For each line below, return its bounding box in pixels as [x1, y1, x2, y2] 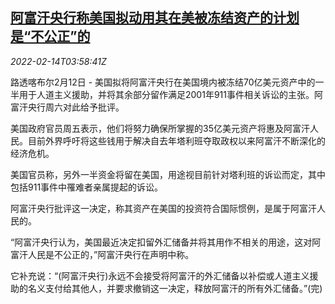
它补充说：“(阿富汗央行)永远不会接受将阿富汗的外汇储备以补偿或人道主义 [10, 269, 310, 282]
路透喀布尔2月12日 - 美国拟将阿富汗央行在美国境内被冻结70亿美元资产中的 [10, 76, 316, 88]
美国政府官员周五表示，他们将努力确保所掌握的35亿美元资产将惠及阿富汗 [10, 122, 310, 134]
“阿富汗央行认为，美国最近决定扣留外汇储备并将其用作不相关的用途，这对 [10, 236, 313, 248]
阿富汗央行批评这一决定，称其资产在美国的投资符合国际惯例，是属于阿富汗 [10, 202, 317, 214]
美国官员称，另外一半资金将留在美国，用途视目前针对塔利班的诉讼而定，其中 [10, 168, 326, 180]
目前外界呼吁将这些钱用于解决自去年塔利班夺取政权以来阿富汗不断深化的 [27, 134, 326, 147]
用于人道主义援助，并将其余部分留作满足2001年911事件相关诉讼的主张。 [18, 88, 315, 100]
